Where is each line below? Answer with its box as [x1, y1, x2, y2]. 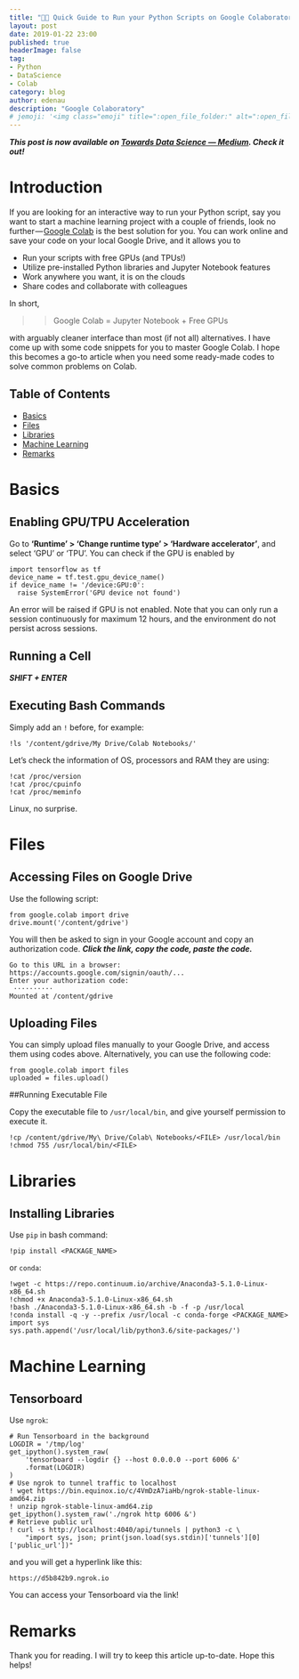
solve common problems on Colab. [9, 361, 138, 372]
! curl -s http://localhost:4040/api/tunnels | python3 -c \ [9, 1526, 241, 1535]
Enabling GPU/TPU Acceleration [9, 515, 190, 530]
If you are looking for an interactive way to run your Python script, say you [9, 207, 281, 218]
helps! [9, 1659, 32, 1670]
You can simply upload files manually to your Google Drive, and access [9, 1039, 270, 1050]
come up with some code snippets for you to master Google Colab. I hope [9, 342, 280, 353]
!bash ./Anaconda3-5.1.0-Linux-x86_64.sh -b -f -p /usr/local [9, 1303, 245, 1312]
